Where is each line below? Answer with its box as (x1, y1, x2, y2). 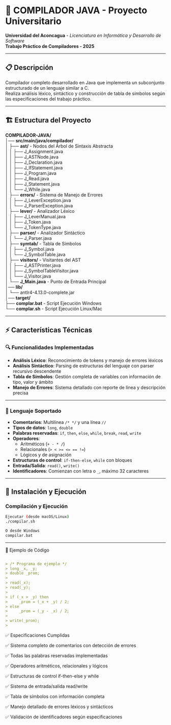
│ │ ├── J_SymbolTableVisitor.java (5, 267, 79, 273)
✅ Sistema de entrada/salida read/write (5, 683, 88, 689)
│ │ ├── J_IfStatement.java (5, 164, 63, 170)
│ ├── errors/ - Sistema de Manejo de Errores (5, 191, 103, 198)
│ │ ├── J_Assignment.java (5, 148, 64, 155)
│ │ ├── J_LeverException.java (5, 197, 71, 203)
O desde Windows (5, 528, 40, 533)
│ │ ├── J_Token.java (5, 219, 51, 225)
